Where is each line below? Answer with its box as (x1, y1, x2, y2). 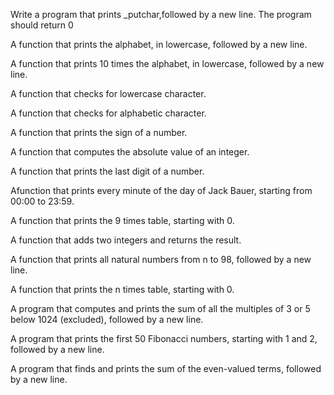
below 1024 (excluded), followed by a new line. (10, 314, 204, 325)
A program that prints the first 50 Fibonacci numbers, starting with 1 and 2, (10, 333, 318, 344)
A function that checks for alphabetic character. (10, 107, 207, 119)
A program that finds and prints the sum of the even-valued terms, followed (10, 363, 322, 374)
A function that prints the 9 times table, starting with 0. (10, 215, 235, 226)
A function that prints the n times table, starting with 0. (10, 284, 235, 295)
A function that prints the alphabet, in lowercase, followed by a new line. (10, 39, 308, 50)
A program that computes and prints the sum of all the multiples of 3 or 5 (10, 303, 311, 314)
